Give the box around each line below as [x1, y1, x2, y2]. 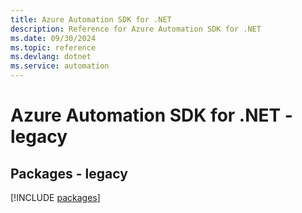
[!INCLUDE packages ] [10, 192, 101, 203]
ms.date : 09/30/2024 [10, 33, 97, 43]
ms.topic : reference [10, 42, 97, 53]
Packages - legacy [10, 165, 128, 182]
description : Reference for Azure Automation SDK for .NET [10, 24, 262, 34]
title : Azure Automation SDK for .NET [10, 14, 172, 25]
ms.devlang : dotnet [10, 52, 92, 62]
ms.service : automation [10, 61, 110, 71]
